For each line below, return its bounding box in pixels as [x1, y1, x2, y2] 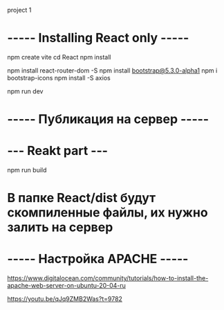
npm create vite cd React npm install [7, 53, 111, 61]
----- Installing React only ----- [7, 30, 189, 46]
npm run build [7, 166, 47, 174]
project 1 [7, 6, 32, 14]
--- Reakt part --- [7, 143, 109, 158]
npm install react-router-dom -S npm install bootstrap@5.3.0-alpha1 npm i [7, 66, 218, 75]
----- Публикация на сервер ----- [7, 111, 209, 127]
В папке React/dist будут [7, 190, 156, 206]
